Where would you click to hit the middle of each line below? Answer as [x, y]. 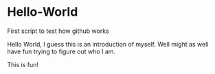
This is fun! [23, 64]
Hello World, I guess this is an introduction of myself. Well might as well [108, 44]
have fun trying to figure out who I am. [61, 51]
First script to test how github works [58, 31]
